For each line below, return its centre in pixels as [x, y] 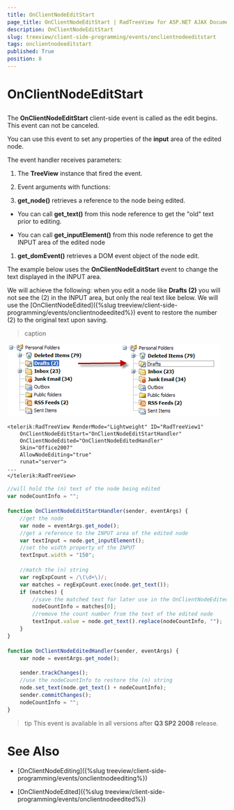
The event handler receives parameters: [64, 160]
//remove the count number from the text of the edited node [123, 614]
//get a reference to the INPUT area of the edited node [104, 533]
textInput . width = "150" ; [57, 555]
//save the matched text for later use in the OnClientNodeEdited [131, 599]
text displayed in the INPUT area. [55, 277]
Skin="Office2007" [46, 448]
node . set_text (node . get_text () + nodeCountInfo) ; [93, 688]
